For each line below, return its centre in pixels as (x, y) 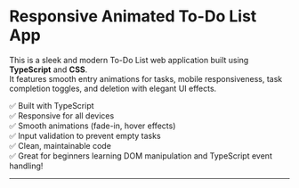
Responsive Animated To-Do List (133, 16)
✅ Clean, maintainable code (60, 145)
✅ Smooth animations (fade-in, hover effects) (93, 126)
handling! (26, 166)
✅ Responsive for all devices (62, 115)
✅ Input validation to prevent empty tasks (85, 135)
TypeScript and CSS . (48, 69)
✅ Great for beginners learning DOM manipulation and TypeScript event (141, 155)
